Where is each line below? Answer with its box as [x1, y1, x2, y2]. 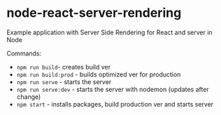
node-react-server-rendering [6, 5, 182, 21]
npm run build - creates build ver [16, 62, 111, 71]
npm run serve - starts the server [16, 77, 112, 86]
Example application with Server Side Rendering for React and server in [6, 28, 213, 36]
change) [16, 93, 41, 101]
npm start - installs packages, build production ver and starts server [16, 100, 214, 108]
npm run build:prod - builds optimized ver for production [16, 70, 181, 79]
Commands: [6, 49, 42, 57]
